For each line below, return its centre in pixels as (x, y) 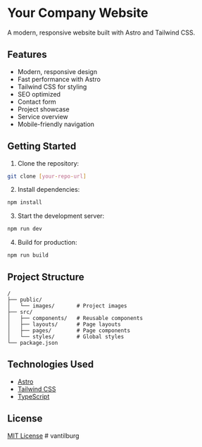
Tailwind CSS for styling (52, 87)
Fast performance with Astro (59, 79)
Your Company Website (78, 13)
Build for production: (47, 243)
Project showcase (43, 109)
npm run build (28, 255)
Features (27, 55)
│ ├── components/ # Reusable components (75, 318)
